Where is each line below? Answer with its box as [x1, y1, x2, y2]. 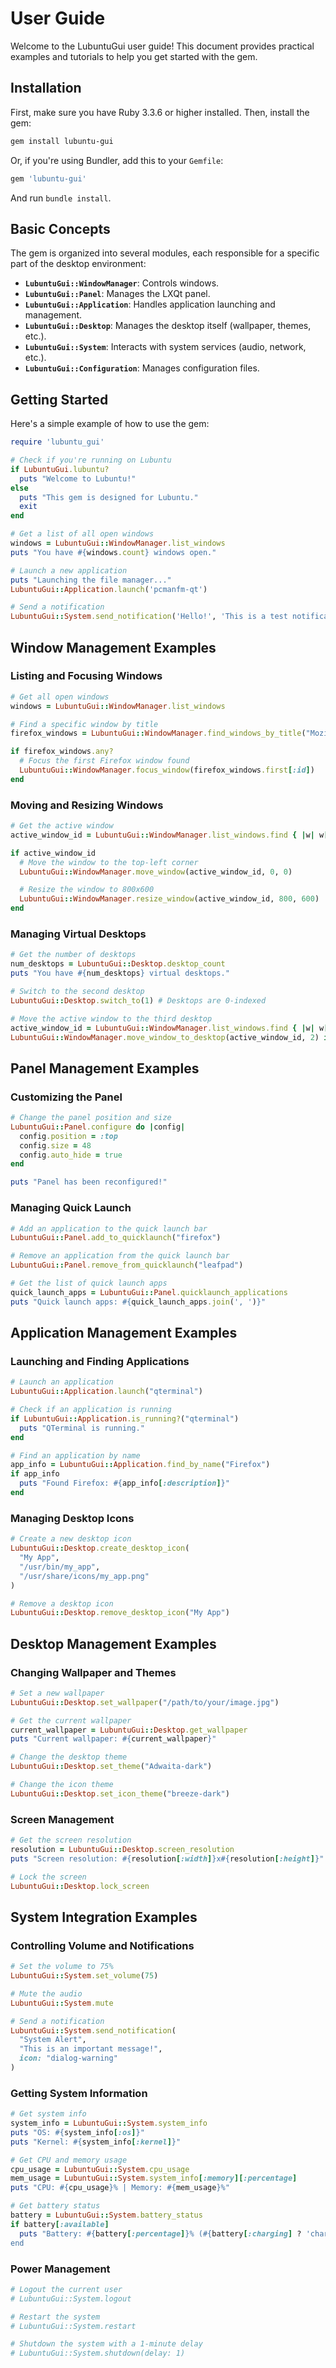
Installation [10, 80, 82, 97]
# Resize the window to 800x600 [19, 885, 155, 895]
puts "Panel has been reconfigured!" [10, 1177, 168, 1187]
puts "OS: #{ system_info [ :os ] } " [10, 2127, 145, 2137]
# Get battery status [10, 2201, 101, 2211]
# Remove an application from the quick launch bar [10, 1251, 230, 1261]
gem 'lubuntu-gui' [10, 173, 87, 184]
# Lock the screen [10, 1872, 87, 1882]
